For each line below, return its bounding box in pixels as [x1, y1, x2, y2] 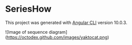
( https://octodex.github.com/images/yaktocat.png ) [5, 34, 110, 40]
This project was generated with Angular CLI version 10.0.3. [5, 20, 128, 25]
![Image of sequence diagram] [5, 29, 68, 35]
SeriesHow [5, 3, 51, 15]
